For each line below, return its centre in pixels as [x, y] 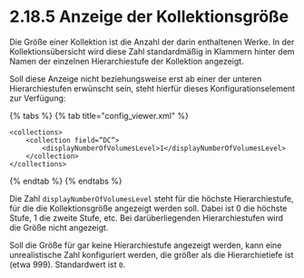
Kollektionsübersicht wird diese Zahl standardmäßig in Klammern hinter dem [152, 51]
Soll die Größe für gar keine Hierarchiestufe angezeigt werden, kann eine [146, 245]
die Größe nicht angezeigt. [59, 227]
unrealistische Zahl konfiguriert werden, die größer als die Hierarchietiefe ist [152, 254]
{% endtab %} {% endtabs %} [66, 181]
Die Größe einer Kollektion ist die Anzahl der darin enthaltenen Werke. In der [152, 42]
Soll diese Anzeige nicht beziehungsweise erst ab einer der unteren [136, 78]
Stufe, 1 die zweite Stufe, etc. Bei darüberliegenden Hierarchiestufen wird [147, 218]
